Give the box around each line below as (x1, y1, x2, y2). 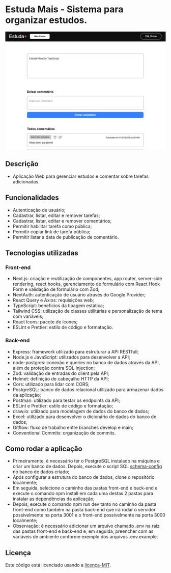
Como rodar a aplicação (5, 445, 82, 453)
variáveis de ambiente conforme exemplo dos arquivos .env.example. (12, 534, 158, 540)
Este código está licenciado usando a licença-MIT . (5, 562, 111, 568)
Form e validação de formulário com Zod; (12, 286, 100, 292)
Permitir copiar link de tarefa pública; (12, 228, 91, 235)
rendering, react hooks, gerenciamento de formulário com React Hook (12, 281, 160, 287)
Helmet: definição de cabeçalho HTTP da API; (12, 375, 109, 381)
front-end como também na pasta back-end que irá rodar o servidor (12, 507, 156, 513)
